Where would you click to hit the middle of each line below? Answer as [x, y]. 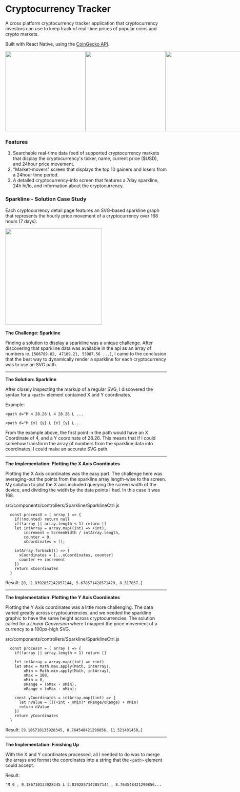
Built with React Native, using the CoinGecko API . [57, 44]
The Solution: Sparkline [31, 379]
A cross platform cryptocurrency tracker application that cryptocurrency [82, 23]
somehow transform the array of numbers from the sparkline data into [79, 443]
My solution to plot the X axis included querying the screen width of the [81, 484]
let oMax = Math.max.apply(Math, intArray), [63, 666]
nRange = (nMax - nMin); [50, 689]
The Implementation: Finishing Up [42, 744]
